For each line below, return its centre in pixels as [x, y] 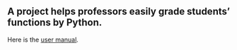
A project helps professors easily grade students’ [119, 12]
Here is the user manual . [43, 39]
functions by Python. [55, 23]
